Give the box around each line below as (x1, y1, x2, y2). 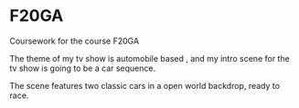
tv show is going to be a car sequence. (9, 63, 156, 74)
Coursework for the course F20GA (9, 35, 140, 46)
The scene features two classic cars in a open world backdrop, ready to (9, 80, 281, 91)
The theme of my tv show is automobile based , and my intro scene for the (9, 53, 290, 64)
